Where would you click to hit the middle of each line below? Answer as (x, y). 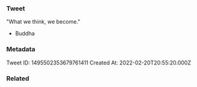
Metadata (21, 49)
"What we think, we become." (43, 22)
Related (18, 78)
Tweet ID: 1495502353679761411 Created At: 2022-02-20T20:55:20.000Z (99, 63)
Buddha (25, 33)
